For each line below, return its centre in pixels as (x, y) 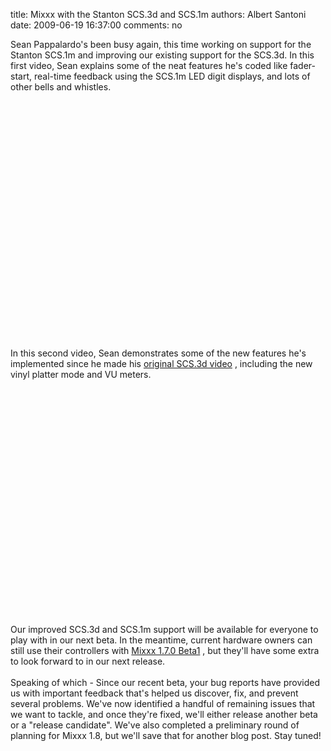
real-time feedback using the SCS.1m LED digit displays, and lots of (172, 76)
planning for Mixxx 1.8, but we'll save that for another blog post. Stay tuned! (166, 735)
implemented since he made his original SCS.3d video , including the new (161, 363)
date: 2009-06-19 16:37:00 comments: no (96, 25)
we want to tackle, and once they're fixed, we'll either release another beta (164, 714)
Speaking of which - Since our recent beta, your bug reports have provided (165, 682)
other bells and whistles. (61, 87)
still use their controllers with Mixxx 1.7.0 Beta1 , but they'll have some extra (165, 650)
